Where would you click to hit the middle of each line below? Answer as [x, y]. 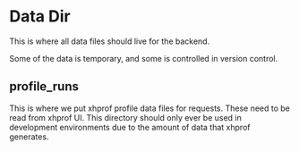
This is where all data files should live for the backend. [110, 41]
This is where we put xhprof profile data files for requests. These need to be [150, 108]
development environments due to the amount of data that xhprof [130, 127]
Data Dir [40, 17]
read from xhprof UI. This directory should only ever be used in [125, 117]
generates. [29, 137]
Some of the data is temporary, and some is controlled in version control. [144, 58]
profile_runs [44, 87]
